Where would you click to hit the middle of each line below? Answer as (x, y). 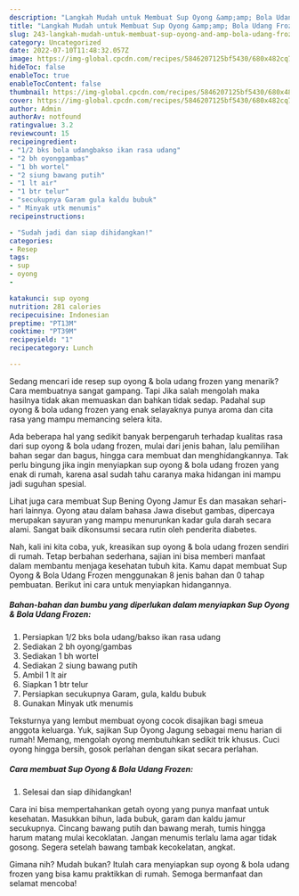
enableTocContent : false (55, 84)
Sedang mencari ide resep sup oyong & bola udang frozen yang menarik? (144, 381)
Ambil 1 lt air (44, 675)
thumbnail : (29, 92)
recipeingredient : (43, 142)
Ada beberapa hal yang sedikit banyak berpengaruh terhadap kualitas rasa (146, 436)
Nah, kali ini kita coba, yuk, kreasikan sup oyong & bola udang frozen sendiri (149, 547)
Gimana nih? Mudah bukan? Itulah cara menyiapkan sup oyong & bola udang (149, 864)
